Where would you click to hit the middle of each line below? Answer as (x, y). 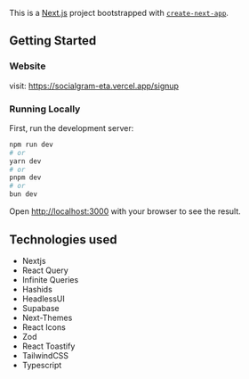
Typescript (42, 365)
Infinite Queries (50, 279)
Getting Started (53, 41)
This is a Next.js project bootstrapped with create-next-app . (119, 13)
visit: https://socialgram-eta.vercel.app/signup (94, 86)
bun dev (24, 194)
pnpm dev (25, 177)
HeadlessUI (43, 299)
